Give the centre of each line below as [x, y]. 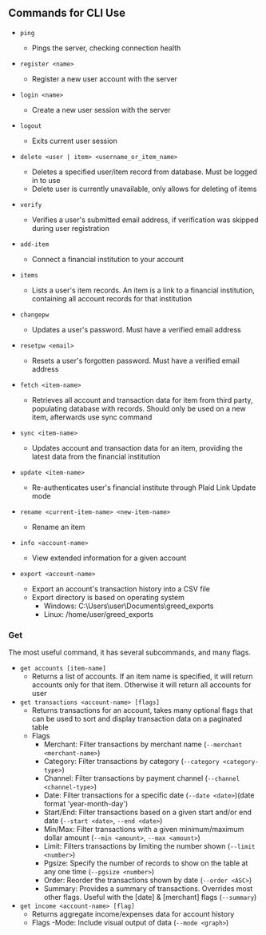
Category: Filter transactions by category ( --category [131, 762]
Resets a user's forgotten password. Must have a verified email [135, 360]
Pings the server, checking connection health [106, 48]
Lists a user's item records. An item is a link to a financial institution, [143, 290]
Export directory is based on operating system [108, 597]
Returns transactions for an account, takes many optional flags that [142, 710]
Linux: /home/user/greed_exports [99, 614]
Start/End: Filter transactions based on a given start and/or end [147, 812]
